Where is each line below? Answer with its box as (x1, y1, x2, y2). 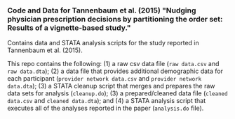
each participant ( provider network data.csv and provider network (7, 74, 202, 83)
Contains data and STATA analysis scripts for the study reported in (7, 39, 200, 47)
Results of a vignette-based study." (7, 23, 131, 33)
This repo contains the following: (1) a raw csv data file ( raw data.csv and (7, 60, 220, 68)
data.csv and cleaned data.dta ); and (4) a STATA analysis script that (7, 97, 206, 105)
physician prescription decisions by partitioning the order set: (7, 14, 223, 24)
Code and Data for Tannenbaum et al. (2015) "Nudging (7, 6, 196, 15)
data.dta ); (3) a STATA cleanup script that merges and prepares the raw (7, 82, 215, 90)
